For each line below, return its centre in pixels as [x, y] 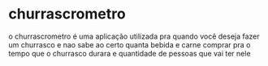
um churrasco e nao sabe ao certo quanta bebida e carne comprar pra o [130, 44]
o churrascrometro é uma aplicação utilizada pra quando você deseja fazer [134, 36]
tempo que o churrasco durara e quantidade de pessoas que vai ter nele [130, 53]
